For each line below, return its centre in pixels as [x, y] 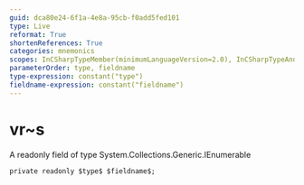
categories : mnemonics [52, 51]
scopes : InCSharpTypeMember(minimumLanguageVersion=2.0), [121, 60]
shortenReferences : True [56, 43]
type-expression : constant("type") [76, 77]
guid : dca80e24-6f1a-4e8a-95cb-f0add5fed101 [95, 18]
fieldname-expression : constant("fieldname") [96, 85]
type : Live [30, 26]
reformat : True [38, 34]
